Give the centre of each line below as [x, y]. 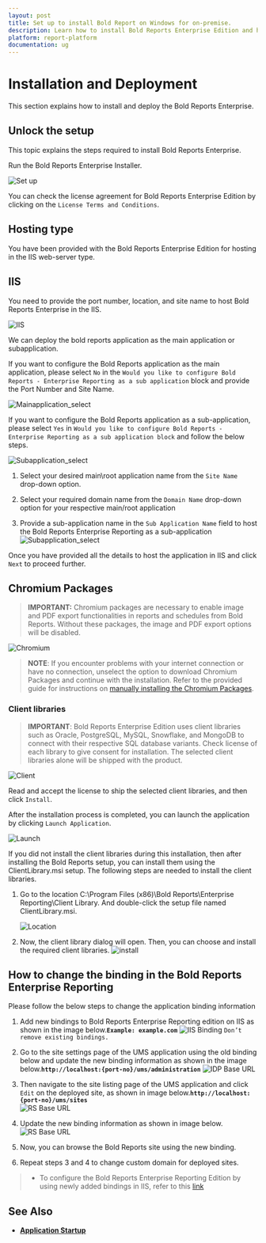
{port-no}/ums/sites [53, 1100]
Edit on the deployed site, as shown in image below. [105, 1093]
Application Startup [53, 1230]
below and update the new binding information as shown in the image [133, 1061]
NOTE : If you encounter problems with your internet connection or [135, 663]
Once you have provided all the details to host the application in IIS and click [133, 555]
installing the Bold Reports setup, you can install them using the [112, 862]
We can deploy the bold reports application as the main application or [122, 340]
